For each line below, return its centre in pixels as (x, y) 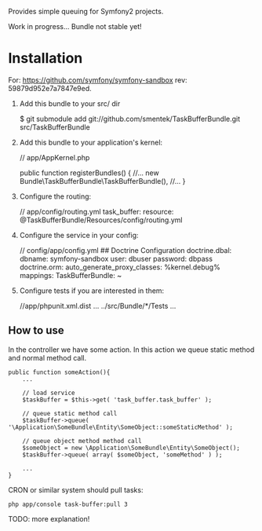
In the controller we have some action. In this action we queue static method (131, 350)
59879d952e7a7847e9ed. (50, 88)
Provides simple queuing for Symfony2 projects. (86, 11)
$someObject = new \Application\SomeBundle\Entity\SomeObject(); (131, 448)
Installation (45, 59)
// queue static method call (70, 413)
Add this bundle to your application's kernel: (91, 142)
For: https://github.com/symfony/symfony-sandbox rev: (98, 80)
